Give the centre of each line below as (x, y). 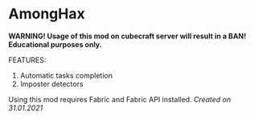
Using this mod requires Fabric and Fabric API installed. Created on (120, 99)
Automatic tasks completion (66, 75)
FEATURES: (27, 60)
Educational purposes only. (55, 44)
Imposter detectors (51, 84)
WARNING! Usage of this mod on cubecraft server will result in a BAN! (127, 36)
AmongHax (47, 14)
